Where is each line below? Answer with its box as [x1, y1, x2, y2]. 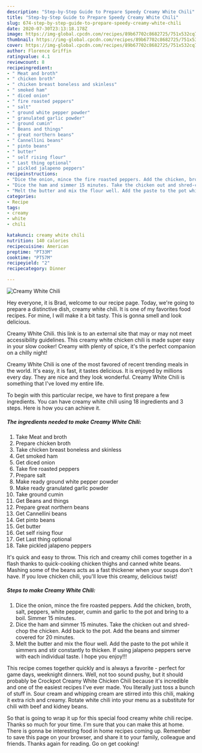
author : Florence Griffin [7, 48, 71, 54]
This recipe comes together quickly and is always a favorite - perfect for [7, 664, 185, 671]
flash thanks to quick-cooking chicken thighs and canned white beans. [7, 560, 182, 567]
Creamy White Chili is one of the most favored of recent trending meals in [7, 361, 189, 367]
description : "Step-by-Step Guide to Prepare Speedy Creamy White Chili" [7, 8, 195, 15]
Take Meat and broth [15, 433, 67, 440]
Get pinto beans [15, 516, 56, 523]
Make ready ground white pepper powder [15, 478, 119, 485]
